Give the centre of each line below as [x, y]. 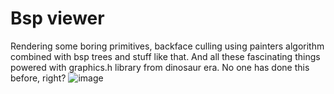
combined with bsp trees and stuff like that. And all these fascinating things [165, 56]
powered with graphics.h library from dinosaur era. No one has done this [160, 67]
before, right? [38, 78]
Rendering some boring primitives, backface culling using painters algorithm [167, 46]
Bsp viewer [57, 18]
